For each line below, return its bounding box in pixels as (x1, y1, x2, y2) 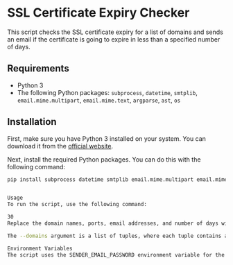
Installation (7, 116, 57, 128)
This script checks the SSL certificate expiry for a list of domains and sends (7, 28, 223, 36)
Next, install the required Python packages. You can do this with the (7, 155, 201, 164)
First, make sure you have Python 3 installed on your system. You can (7, 134, 207, 143)
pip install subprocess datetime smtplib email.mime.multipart (7, 176, 194, 183)
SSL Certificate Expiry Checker (7, 5, 190, 21)
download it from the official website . (7, 142, 113, 150)
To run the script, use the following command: (7, 201, 148, 208)
